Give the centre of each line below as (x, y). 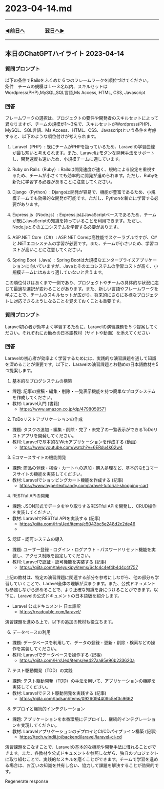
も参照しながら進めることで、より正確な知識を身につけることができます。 (80, 589)
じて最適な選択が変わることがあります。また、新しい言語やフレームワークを (82, 289)
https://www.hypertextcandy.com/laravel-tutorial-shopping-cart (84, 485)
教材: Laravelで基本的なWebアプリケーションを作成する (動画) (74, 442)
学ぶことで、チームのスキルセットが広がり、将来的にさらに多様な (71, 295)
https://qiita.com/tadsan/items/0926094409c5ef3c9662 (76, 698)
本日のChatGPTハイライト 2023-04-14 (65, 54)
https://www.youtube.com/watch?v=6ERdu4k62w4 (71, 447)
